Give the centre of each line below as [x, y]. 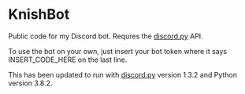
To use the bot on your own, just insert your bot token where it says [117, 51]
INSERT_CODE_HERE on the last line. [68, 60]
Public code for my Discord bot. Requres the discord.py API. [106, 36]
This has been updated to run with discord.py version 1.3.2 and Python [123, 74]
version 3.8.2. [30, 83]
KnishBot [39, 14]
